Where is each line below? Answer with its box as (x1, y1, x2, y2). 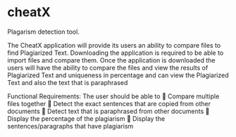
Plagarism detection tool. (7, 27, 80, 36)
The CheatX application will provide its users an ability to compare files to (7, 41, 221, 49)
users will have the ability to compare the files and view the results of (7, 63, 209, 72)
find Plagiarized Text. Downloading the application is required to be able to (7, 48, 224, 57)
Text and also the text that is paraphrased (7, 78, 128, 86)
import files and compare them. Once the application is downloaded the (7, 56, 216, 64)
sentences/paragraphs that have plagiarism (7, 122, 134, 130)
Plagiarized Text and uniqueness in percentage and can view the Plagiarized (7, 71, 229, 79)
